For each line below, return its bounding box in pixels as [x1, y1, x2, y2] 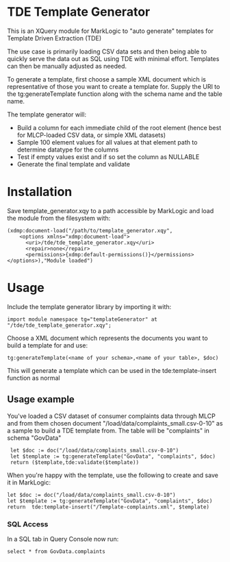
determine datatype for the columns [16, 145, 119, 154]
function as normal [7, 374, 60, 382]
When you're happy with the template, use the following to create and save [7, 471, 219, 479]
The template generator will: [7, 110, 87, 119]
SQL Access [7, 519, 49, 528]
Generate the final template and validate [16, 160, 130, 168]
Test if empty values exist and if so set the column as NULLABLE [16, 152, 200, 161]
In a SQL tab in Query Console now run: [7, 535, 119, 543]
